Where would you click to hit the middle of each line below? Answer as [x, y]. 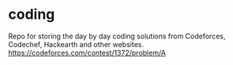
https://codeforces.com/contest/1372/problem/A [87, 52]
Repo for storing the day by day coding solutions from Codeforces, [117, 36]
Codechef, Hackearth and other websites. [76, 44]
